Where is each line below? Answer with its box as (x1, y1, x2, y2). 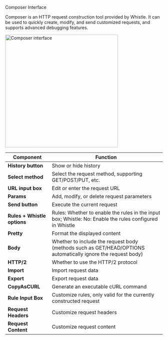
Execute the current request (51, 201, 117, 208)
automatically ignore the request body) (51, 251, 143, 257)
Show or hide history (51, 162, 101, 169)
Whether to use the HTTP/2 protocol (51, 259, 137, 265)
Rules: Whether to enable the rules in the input (51, 209, 160, 216)
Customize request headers (51, 309, 117, 315)
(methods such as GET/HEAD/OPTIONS (51, 244, 145, 251)
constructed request (51, 298, 100, 304)
